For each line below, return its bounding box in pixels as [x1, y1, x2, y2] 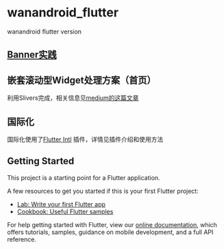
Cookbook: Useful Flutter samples [16, 207, 114, 215]
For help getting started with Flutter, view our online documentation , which [7, 220, 218, 228]
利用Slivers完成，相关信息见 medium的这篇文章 [7, 94, 139, 102]
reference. [7, 235, 36, 244]
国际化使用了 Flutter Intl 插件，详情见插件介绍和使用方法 [7, 135, 164, 143]
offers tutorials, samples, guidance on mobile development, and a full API [7, 228, 214, 236]
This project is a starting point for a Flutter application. [7, 173, 160, 182]
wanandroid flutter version [7, 27, 82, 36]
